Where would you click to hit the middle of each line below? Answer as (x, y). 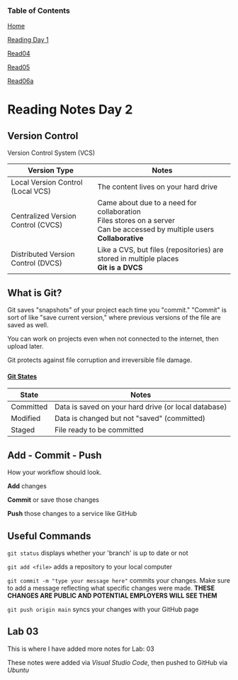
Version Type (51, 170)
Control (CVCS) (37, 225)
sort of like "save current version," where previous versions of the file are (114, 317)
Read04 (19, 54)
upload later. (25, 346)
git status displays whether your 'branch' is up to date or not (98, 553)
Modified (26, 419)
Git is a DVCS (120, 268)
